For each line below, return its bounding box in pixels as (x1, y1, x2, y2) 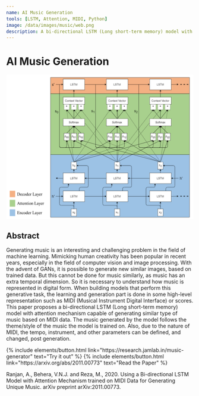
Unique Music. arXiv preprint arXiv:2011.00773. (6, 383, 121, 391)
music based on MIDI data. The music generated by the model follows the (6, 316, 187, 323)
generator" (6, 353, 33, 360)
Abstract (6, 230, 40, 241)
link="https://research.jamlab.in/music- (87, 347, 184, 354)
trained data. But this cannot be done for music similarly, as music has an (6, 272, 185, 279)
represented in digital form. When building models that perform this (6, 285, 171, 292)
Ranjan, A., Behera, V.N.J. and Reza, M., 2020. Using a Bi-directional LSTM (6, 371, 189, 378)
